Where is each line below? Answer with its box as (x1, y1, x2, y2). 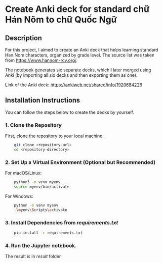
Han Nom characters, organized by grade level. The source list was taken (5, 52, 155, 58)
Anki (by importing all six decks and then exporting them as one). (5, 72, 138, 78)
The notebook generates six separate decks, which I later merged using (5, 67, 152, 73)
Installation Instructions (5, 96, 81, 105)
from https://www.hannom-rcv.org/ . (5, 57, 78, 63)
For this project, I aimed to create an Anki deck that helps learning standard (5, 47, 159, 53)
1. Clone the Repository (5, 121, 62, 128)
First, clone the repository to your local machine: (5, 133, 104, 139)
